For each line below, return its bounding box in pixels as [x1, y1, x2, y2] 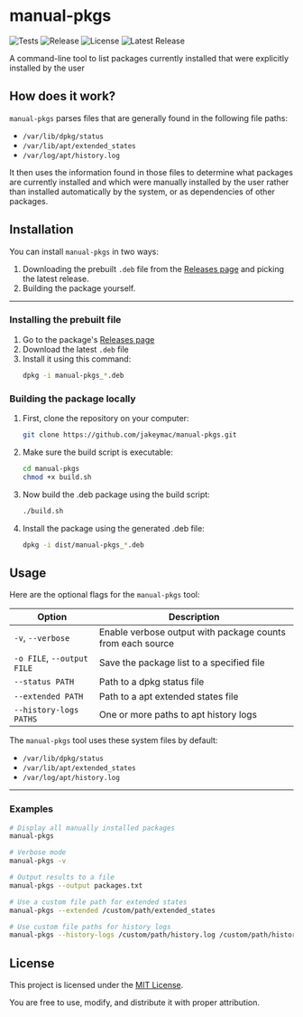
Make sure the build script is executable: [22, 447, 173, 457]
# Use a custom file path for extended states [9, 897, 188, 907]
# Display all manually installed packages [9, 824, 176, 833]
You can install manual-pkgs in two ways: [9, 246, 160, 257]
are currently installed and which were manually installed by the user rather [9, 176, 289, 187]
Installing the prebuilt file [9, 314, 122, 326]
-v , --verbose [14, 632, 70, 645]
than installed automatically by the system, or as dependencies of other [9, 186, 275, 197]
